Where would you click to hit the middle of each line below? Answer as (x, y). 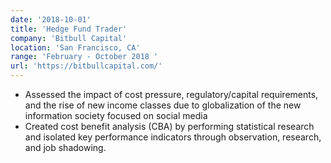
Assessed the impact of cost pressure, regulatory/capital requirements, (171, 94)
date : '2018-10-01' (51, 19)
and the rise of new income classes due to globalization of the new (163, 105)
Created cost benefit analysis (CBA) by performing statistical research (169, 126)
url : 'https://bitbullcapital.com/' (86, 66)
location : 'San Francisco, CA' (75, 47)
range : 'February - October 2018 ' (84, 57)
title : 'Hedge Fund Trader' (69, 29)
